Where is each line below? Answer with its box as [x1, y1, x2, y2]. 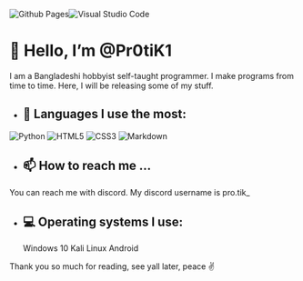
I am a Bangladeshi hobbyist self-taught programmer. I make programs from [9, 70, 294, 81]
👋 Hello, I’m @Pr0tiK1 [9, 41, 173, 61]
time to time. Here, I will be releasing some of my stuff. [9, 80, 214, 91]
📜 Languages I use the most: [22, 106, 187, 122]
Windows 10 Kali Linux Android [22, 243, 139, 254]
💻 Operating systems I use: [22, 214, 184, 229]
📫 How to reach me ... [22, 158, 152, 174]
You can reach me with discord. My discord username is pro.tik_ [9, 186, 250, 197]
